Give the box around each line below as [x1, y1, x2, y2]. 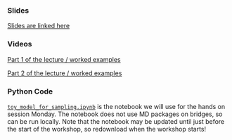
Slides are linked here [7, 22, 70, 30]
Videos [7, 39, 32, 49]
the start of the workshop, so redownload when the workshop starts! [7, 125, 207, 133]
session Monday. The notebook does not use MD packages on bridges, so [7, 110, 223, 118]
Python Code [7, 87, 53, 96]
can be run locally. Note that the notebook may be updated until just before [7, 117, 225, 125]
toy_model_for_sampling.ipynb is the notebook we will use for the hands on [7, 102, 226, 110]
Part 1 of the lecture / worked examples [7, 55, 121, 63]
